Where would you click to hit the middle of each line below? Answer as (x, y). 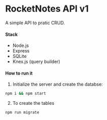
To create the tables (33, 103)
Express (21, 51)
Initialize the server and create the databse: (58, 84)
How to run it (19, 73)
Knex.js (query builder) (36, 62)
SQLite (19, 56)
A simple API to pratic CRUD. (35, 23)
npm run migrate (22, 112)
